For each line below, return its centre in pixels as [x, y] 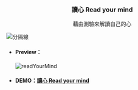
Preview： [28, 52]
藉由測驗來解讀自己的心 [102, 24]
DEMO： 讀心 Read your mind [52, 81]
